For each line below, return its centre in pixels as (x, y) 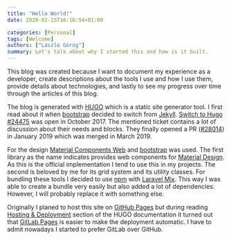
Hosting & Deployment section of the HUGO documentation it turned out (110, 214)
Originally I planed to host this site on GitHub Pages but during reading (108, 207)
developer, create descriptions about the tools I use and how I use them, (110, 79)
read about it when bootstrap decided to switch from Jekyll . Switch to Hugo (115, 114)
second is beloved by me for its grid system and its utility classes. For (106, 172)
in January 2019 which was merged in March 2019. (80, 136)
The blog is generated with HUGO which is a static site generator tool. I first (115, 107)
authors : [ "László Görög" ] (46, 46)
